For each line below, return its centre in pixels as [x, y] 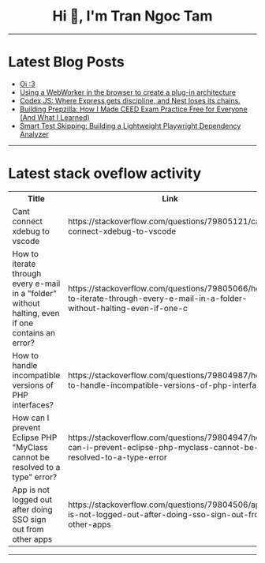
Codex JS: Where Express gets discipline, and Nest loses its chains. [130, 100]
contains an [34, 332]
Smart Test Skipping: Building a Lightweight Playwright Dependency [130, 126]
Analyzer [34, 134]
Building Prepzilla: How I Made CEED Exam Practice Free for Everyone [133, 109]
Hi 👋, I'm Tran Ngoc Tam [132, 16]
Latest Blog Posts [66, 62]
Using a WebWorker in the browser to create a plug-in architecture [128, 92]
